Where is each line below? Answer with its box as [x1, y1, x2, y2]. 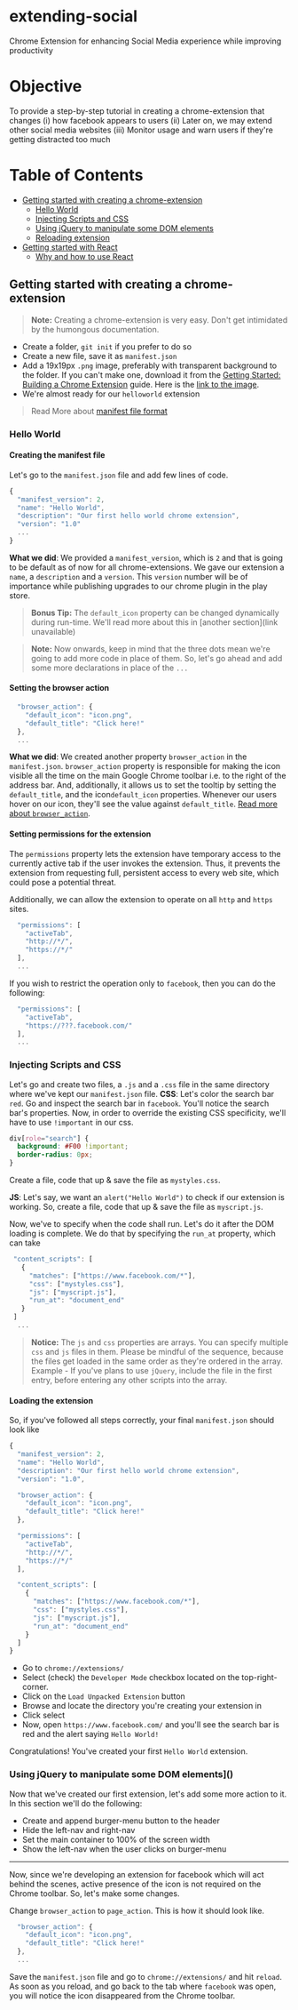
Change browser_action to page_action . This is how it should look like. [9, 1905, 264, 1916]
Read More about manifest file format [30, 405, 169, 416]
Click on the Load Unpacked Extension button [21, 1691, 186, 1702]
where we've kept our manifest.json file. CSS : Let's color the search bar [9, 1088, 275, 1099]
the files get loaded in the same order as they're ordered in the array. [30, 1356, 284, 1366]
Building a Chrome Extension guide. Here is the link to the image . [21, 379, 260, 389]
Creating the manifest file [9, 450, 106, 460]
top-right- [241, 1672, 278, 1683]
